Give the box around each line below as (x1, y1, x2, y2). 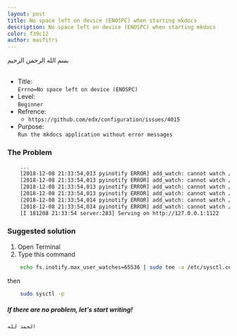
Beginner (17, 101, 44, 108)
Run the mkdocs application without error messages (17, 132, 173, 139)
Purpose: (17, 122, 44, 131)
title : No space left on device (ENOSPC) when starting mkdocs (7, 17, 197, 24)
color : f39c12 (7, 30, 49, 37)
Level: (17, 93, 35, 101)
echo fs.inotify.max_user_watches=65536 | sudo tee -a (20, 263, 185, 271)
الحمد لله (7, 323, 37, 330)
